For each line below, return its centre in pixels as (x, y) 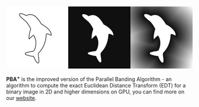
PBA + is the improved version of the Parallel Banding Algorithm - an (89, 79)
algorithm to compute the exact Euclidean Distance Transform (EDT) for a (96, 85)
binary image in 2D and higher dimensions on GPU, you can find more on (95, 92)
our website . (21, 98)
